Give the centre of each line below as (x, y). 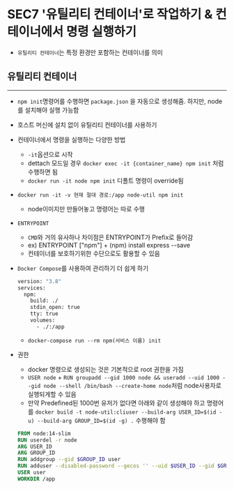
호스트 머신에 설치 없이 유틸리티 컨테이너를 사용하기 (87, 125)
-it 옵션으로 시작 (50, 154)
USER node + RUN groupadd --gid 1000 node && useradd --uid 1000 (124, 377)
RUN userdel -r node (47, 440)
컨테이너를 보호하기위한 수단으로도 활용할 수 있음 (94, 253)
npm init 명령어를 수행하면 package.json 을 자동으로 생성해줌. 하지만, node (120, 101)
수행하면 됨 (42, 172)
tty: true (44, 314)
